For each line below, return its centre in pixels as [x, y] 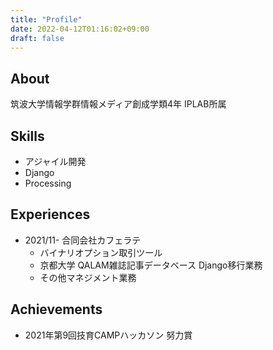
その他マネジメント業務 [88, 277]
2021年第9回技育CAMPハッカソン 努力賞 [108, 335]
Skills [27, 136]
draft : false [37, 38]
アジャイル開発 [55, 161]
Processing [48, 183]
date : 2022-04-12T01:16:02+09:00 [80, 29]
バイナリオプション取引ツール [101, 252]
